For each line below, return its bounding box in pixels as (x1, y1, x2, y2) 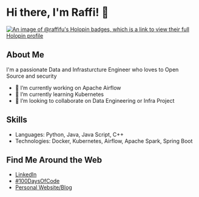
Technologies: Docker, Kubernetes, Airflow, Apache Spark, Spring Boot (15, 137, 193, 145)
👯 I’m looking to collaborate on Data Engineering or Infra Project (15, 97, 175, 104)
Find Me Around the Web (6, 154, 103, 165)
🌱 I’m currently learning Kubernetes (15, 91, 104, 98)
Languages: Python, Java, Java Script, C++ (15, 131, 124, 138)
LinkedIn (15, 171, 37, 178)
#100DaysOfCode (15, 178, 60, 185)
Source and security (6, 72, 57, 80)
